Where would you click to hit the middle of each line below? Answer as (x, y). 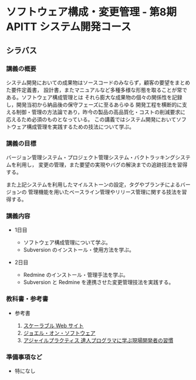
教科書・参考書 (27, 299)
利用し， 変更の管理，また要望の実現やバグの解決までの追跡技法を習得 (102, 165)
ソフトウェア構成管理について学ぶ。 (67, 243)
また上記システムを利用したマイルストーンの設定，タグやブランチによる (93, 185)
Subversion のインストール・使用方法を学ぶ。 (79, 250)
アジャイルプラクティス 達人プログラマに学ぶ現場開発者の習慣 (98, 340)
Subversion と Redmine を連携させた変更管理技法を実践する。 (99, 282)
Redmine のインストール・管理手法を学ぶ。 (76, 275)
